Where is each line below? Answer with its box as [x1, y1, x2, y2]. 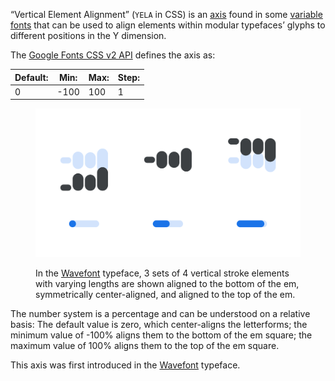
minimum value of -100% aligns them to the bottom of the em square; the [10, 329, 313, 341]
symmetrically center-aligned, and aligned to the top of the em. [35, 289, 296, 301]
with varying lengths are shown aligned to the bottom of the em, [35, 278, 300, 290]
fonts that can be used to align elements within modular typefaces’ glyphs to [10, 19, 326, 31]
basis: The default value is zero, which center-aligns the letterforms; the [10, 319, 308, 331]
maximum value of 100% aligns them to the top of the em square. [10, 340, 280, 352]
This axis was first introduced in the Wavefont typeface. [10, 359, 241, 371]
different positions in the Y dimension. [10, 30, 167, 41]
